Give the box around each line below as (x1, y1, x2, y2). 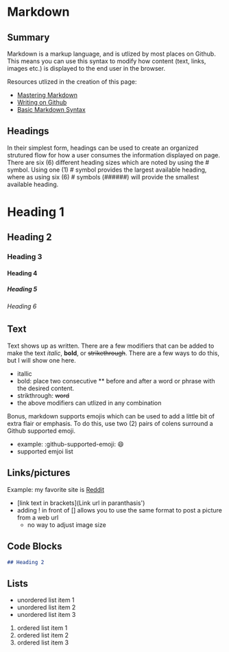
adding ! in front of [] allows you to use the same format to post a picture (16, 506, 223, 514)
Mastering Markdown (16, 91, 77, 99)
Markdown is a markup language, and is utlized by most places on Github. (7, 49, 216, 58)
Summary (7, 32, 50, 43)
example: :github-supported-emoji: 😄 (16, 440, 125, 448)
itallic (16, 369, 32, 378)
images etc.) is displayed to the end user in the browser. (7, 65, 166, 72)
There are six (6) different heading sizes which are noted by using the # (7, 158, 210, 166)
